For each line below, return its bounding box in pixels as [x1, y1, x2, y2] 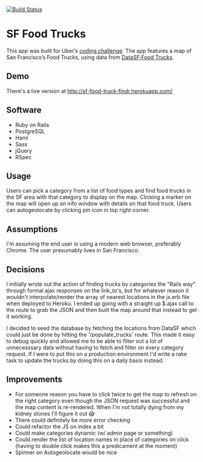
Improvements [6, 374, 62, 385]
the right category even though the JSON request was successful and [15, 397, 190, 404]
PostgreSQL [15, 128, 45, 135]
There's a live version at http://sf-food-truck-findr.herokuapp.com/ [6, 87, 173, 94]
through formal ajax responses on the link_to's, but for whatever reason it [6, 287, 189, 294]
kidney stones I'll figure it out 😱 [15, 410, 95, 417]
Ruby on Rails [15, 121, 50, 128]
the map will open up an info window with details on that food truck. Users [6, 200, 192, 207]
